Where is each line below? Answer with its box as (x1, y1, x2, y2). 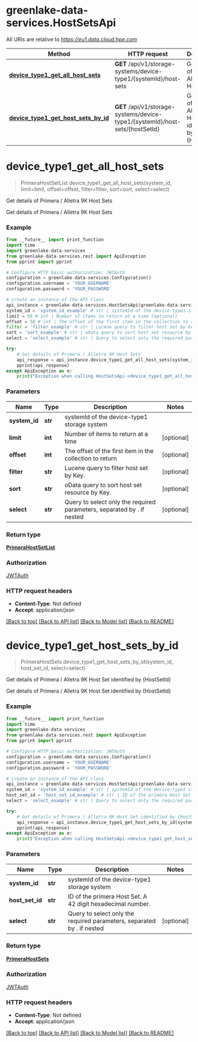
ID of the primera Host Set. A (67, 892, 147, 901)
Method (48, 50, 71, 58)
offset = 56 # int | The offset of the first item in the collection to (6, 319, 189, 324)
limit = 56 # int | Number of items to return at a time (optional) (6, 313, 178, 319)
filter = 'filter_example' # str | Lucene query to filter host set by (6, 324, 186, 330)
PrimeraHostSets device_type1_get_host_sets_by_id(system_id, (20, 658, 173, 665)
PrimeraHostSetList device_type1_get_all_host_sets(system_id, (20, 179, 172, 186)
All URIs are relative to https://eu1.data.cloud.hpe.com (6, 36, 137, 43)
